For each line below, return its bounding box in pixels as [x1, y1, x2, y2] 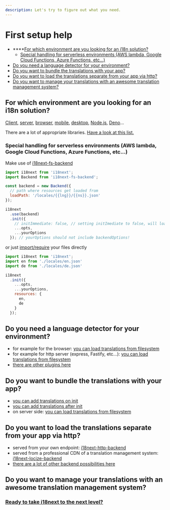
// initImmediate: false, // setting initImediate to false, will [14, 221, 157, 226]
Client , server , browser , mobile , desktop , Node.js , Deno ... [5, 120, 124, 126]
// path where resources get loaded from [10, 188, 99, 193]
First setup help [5, 29, 72, 41]
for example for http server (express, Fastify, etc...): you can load [12, 351, 148, 357]
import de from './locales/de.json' [5, 263, 82, 268]
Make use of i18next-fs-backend [5, 160, 73, 166]
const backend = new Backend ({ [5, 183, 71, 189]
